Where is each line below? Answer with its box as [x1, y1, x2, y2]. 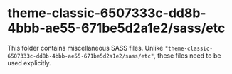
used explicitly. [7, 58, 51, 67]
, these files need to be [154, 51, 221, 60]
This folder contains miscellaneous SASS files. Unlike [7, 43, 164, 52]
